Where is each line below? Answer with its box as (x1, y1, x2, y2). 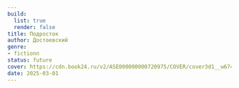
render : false (14, 23, 55, 31)
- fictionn (7, 50, 40, 57)
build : (7, 10, 27, 18)
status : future (7, 57, 53, 64)
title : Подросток (7, 30, 59, 38)
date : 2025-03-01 (7, 70, 59, 77)
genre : (7, 43, 27, 50)
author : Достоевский (7, 37, 69, 44)
